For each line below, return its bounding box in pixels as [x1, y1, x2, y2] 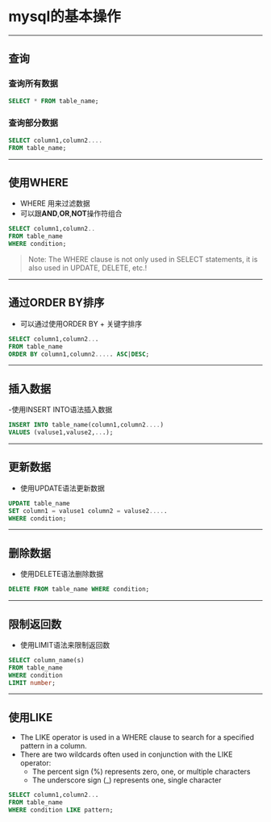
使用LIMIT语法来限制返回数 [19, 640, 110, 649]
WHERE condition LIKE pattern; [8, 806, 114, 814]
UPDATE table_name [8, 499, 70, 507]
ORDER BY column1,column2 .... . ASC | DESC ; [8, 350, 150, 358]
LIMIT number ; [8, 678, 56, 686]
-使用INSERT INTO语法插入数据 [8, 405, 113, 415]
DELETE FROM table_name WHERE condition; [8, 586, 150, 594]
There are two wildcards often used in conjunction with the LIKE [19, 749, 233, 759]
